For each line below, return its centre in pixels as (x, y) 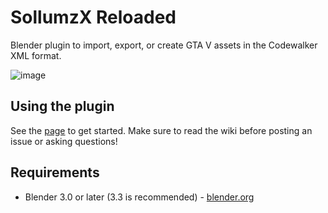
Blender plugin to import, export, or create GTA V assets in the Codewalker (164, 45)
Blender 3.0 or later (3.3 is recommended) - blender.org (139, 197)
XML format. (36, 55)
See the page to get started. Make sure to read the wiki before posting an (161, 130)
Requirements (55, 172)
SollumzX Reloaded (93, 17)
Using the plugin (62, 106)
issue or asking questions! (64, 141)
